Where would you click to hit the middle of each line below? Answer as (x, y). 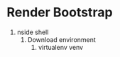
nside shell (33, 32)
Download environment (62, 39)
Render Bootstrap (60, 12)
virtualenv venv (60, 47)
